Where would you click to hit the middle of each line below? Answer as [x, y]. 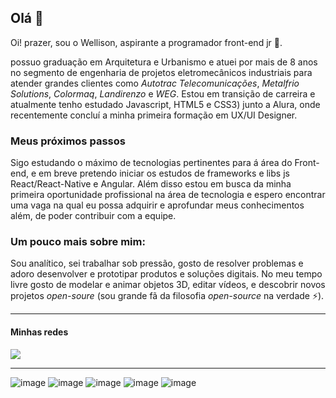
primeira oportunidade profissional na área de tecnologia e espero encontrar [168, 195]
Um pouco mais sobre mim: [78, 242]
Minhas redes [39, 332]
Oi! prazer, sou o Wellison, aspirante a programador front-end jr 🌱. [146, 42]
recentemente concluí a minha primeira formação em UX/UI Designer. [154, 115]
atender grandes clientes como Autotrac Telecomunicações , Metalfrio [155, 83]
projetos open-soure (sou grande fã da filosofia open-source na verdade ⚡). [167, 296]
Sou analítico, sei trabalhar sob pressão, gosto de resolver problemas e [157, 263]
